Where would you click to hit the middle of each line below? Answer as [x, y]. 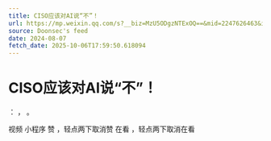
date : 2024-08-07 [38, 38]
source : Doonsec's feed [48, 31]
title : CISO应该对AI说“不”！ [54, 16]
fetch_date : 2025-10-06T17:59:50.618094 [77, 46]
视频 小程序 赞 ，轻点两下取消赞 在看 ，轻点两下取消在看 [102, 129]
